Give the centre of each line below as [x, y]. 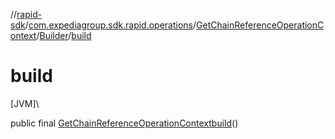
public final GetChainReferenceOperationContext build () [124, 123]
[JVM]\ [25, 103]
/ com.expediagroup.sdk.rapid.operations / [110, 25]
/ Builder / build [64, 35]
